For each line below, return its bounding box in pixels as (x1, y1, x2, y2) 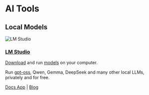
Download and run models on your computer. (5, 60, 98, 66)
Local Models (5, 23, 48, 31)
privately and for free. (5, 75, 50, 81)
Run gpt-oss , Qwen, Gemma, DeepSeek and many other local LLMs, (5, 69, 145, 75)
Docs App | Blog (5, 84, 39, 90)
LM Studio (5, 48, 31, 55)
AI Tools (5, 3, 40, 14)
